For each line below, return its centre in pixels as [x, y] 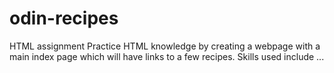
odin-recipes [64, 18]
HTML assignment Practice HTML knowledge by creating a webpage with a [165, 46]
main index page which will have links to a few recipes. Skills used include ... [167, 56]
